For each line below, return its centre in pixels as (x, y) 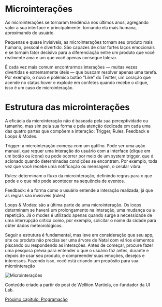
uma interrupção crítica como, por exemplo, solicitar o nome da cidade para (81, 220)
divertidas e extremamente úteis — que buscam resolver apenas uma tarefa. (81, 72)
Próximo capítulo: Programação (36, 299)
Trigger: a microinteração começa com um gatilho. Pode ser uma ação (75, 145)
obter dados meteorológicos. (34, 225)
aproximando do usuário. (30, 33)
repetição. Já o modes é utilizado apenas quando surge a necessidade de (79, 215)
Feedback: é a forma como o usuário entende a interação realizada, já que (79, 190)
